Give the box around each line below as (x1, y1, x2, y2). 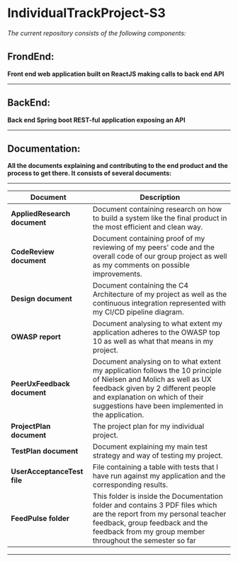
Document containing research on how (92, 204, 222, 214)
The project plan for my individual (92, 422, 205, 432)
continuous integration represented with (92, 298, 227, 308)
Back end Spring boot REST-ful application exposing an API (7, 116, 186, 124)
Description (140, 193, 181, 203)
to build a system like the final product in (92, 213, 227, 223)
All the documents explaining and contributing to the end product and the (7, 162, 228, 170)
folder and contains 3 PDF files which (92, 500, 217, 510)
